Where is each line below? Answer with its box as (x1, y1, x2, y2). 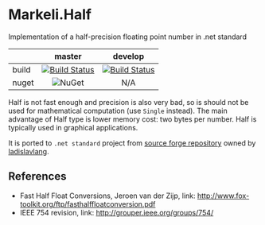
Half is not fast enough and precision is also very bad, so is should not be (8, 97, 249, 107)
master (54, 50, 82, 61)
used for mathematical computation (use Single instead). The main (8, 106, 228, 115)
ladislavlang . (8, 146, 49, 156)
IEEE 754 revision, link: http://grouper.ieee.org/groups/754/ (19, 208, 214, 217)
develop (112, 50, 145, 61)
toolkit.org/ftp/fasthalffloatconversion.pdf (19, 199, 156, 208)
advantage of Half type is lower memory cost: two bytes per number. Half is (8, 114, 257, 124)
